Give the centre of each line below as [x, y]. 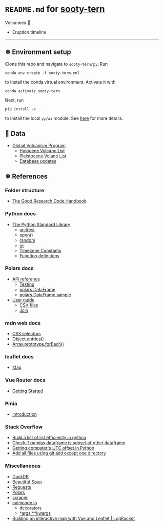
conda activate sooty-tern [32, 91]
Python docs [20, 214]
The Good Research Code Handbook [49, 201]
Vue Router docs [25, 380]
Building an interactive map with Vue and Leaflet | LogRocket [73, 518]
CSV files [29, 305]
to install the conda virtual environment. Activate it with [60, 82]
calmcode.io [25, 502]
